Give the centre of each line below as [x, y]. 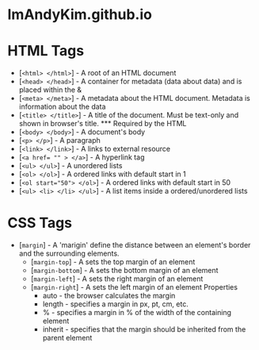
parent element [67, 338]
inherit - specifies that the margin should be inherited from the [144, 329]
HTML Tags [46, 51]
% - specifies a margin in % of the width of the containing [137, 313]
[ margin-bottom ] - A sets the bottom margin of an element [124, 271]
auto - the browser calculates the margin [109, 296]
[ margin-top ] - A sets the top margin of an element [113, 262]
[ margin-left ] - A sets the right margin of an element [117, 279]
